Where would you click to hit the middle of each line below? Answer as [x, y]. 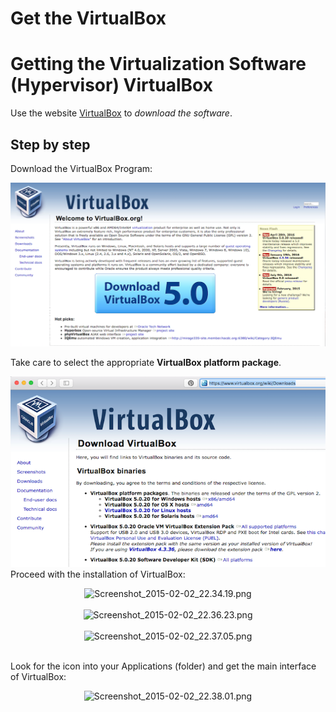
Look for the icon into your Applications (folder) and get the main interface [163, 666]
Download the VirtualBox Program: [81, 168]
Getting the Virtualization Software [158, 64]
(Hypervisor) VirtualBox [111, 85]
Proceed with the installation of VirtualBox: [98, 574]
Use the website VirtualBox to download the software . [121, 113]
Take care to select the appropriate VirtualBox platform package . [146, 363]
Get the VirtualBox [88, 18]
